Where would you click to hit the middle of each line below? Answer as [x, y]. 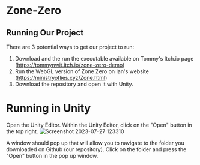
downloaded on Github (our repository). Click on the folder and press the [96, 149]
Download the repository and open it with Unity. [74, 84]
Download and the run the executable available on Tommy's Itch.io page [104, 58]
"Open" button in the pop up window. [52, 155]
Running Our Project [45, 33]
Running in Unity [49, 108]
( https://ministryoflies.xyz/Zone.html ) [61, 78]
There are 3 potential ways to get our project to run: [70, 47]
